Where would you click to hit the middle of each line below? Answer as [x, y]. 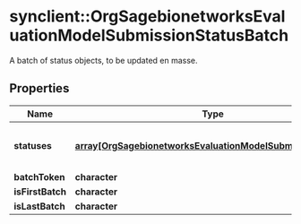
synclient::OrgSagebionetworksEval [147, 17]
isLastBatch [39, 206]
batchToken [39, 177]
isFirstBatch [40, 192]
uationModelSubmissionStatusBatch [149, 35]
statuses [33, 145]
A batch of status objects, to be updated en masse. [104, 60]
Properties [39, 88]
